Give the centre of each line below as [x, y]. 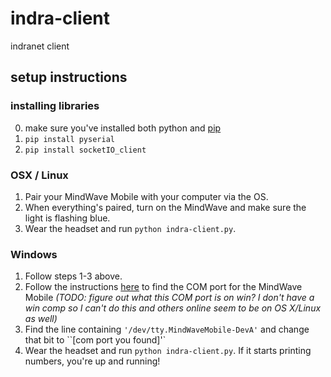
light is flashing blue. [67, 218]
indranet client [40, 46]
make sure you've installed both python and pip [123, 128]
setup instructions [69, 77]
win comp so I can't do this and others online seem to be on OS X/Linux [173, 308]
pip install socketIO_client [85, 150]
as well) [41, 319]
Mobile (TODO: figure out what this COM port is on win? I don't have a [169, 298]
